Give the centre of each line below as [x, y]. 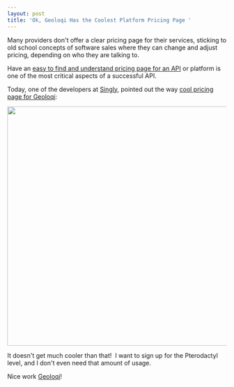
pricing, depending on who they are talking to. [73, 55]
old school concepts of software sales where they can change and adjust [112, 47]
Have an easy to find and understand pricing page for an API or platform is [114, 68]
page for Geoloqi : [32, 96]
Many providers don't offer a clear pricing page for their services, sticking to [117, 40]
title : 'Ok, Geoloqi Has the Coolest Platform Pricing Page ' [99, 20]
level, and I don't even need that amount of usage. [79, 363]
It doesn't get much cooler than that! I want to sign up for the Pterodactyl [112, 355]
